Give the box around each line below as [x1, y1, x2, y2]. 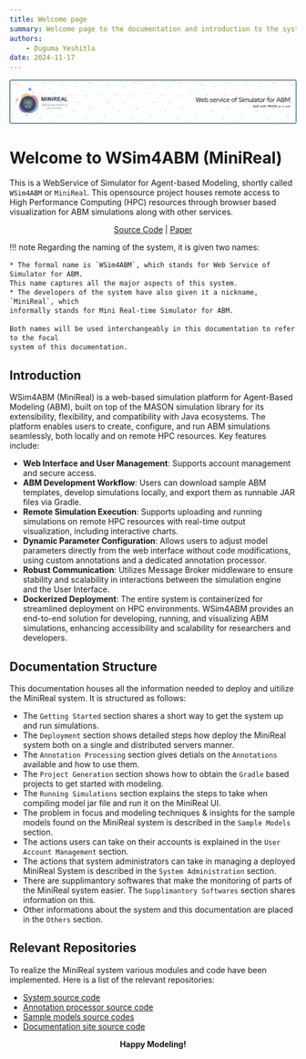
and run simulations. [22, 720, 99, 731]
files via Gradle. [22, 497, 82, 508]
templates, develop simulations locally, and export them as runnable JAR [22, 487, 296, 498]
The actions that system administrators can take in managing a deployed [22, 856, 296, 867]
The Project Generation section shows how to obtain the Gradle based [22, 768, 290, 779]
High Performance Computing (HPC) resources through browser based [9, 197, 277, 208]
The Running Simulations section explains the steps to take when [22, 787, 269, 798]
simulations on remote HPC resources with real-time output [22, 516, 246, 527]
